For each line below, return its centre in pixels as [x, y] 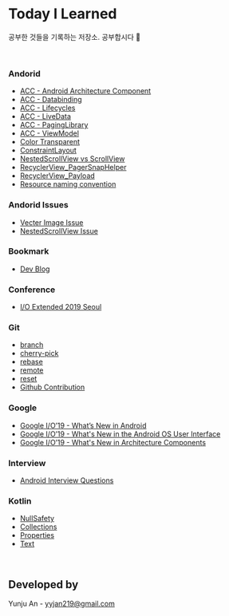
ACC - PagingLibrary [54, 125]
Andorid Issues [39, 205]
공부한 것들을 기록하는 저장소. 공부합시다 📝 [75, 37]
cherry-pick [39, 353]
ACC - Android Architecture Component [85, 91]
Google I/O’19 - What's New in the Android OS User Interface [120, 434]
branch [32, 345]
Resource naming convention [68, 184]
